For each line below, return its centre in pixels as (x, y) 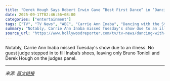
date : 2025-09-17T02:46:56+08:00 (40, 15)
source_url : (18, 33)
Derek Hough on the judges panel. (41, 58)
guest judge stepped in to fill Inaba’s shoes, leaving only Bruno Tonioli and (82, 53)
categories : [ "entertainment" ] (38, 19)
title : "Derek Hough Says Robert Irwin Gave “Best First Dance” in (78, 10)
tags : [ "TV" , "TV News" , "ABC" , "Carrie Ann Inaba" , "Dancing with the (82, 24)
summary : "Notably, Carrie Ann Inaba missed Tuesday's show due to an (81, 29)
